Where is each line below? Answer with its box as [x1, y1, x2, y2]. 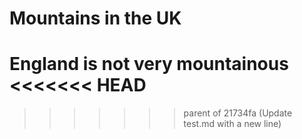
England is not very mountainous [9, 53, 289, 76]
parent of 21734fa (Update [183, 107, 293, 119]
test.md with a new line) [183, 118, 282, 130]
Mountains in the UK [9, 7, 182, 30]
